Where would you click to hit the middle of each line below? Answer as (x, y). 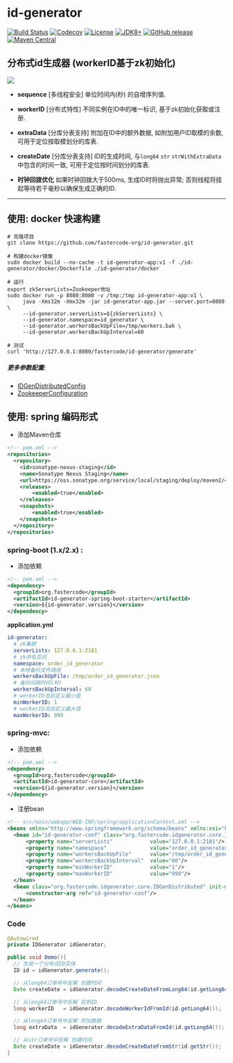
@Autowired (23, 938)
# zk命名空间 (30, 657)
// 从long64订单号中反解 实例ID (55, 1002)
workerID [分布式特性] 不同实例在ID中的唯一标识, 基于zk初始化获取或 (116, 109)
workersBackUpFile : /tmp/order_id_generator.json (86, 677)
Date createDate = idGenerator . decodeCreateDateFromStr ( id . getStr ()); (118, 1047)
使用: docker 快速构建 (54, 219)
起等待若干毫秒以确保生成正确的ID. (67, 188)
